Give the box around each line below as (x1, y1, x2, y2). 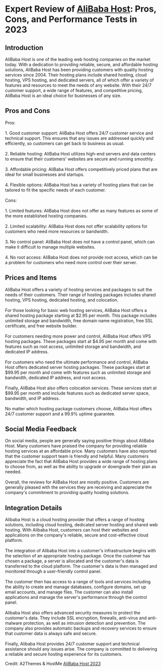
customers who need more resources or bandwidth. (5, 228, 109, 234)
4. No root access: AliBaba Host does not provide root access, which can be (5, 254, 158, 260)
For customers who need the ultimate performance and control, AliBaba (5, 359, 148, 365)
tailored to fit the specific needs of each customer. (5, 187, 106, 193)
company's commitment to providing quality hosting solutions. (5, 490, 130, 496)
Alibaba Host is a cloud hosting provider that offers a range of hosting (5, 517, 145, 522)
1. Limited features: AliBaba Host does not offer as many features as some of (5, 208, 158, 213)
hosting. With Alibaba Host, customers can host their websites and (5, 527, 138, 533)
